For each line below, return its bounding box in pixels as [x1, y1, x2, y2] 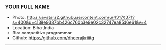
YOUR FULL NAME [5, 3, 50, 10]
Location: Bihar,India [12, 25, 54, 31]
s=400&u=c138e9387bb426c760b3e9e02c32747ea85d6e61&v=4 [12, 19, 147, 25]
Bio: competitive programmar [12, 30, 72, 36]
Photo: [12, 15, 26, 20]
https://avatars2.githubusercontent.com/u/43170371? [27, 15, 135, 20]
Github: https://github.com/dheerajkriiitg [12, 35, 95, 41]
